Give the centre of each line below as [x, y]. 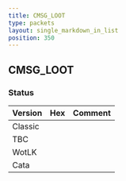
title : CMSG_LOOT [37, 15]
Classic [26, 126]
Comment [92, 113]
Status [21, 92]
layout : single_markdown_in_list [63, 30]
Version [27, 113]
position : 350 [32, 38]
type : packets [32, 23]
